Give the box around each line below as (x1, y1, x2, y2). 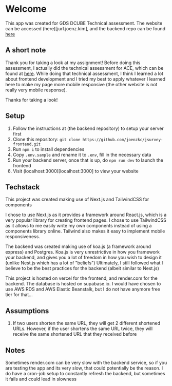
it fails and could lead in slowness (5, 376, 77, 382)
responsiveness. (5, 234, 40, 240)
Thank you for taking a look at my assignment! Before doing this (5, 60, 141, 66)
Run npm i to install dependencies (12, 146, 85, 152)
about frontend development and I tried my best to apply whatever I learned (5, 75, 166, 82)
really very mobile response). (5, 87, 67, 93)
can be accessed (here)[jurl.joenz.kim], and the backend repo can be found (5, 25, 166, 31)
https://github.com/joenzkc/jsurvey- (82, 137, 163, 142)
